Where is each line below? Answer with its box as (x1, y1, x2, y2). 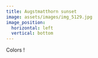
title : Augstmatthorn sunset (6, 8, 77, 15)
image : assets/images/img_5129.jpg (6, 14, 93, 20)
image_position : (6, 19, 45, 25)
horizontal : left (11, 25, 54, 31)
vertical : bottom (11, 30, 54, 36)
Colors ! (6, 46, 25, 53)
